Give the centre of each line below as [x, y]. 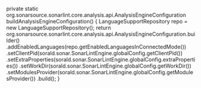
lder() [13, 40]
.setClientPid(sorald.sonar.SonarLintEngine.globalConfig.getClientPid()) [94, 53]
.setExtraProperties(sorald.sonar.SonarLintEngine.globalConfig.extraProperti [101, 60]
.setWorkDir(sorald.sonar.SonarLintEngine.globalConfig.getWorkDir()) [105, 66]
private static [22, 9]
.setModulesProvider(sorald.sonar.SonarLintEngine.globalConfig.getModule [100, 72]
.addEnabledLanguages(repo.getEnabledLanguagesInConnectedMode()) [96, 47]
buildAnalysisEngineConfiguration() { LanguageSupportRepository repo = [97, 21]
